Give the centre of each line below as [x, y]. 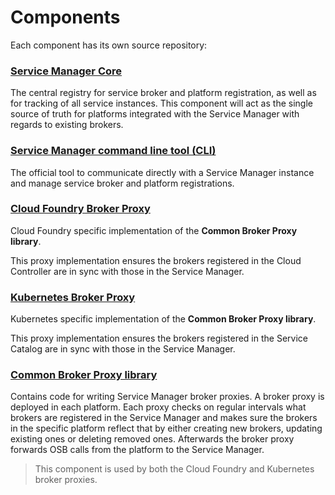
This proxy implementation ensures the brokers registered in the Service [159, 338]
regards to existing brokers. [67, 125]
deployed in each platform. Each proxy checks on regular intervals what [158, 407]
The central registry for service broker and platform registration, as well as [163, 93]
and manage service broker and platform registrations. [122, 183]
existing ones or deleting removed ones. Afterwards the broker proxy [152, 439]
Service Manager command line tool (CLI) [113, 151]
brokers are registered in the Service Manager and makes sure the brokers [164, 418]
